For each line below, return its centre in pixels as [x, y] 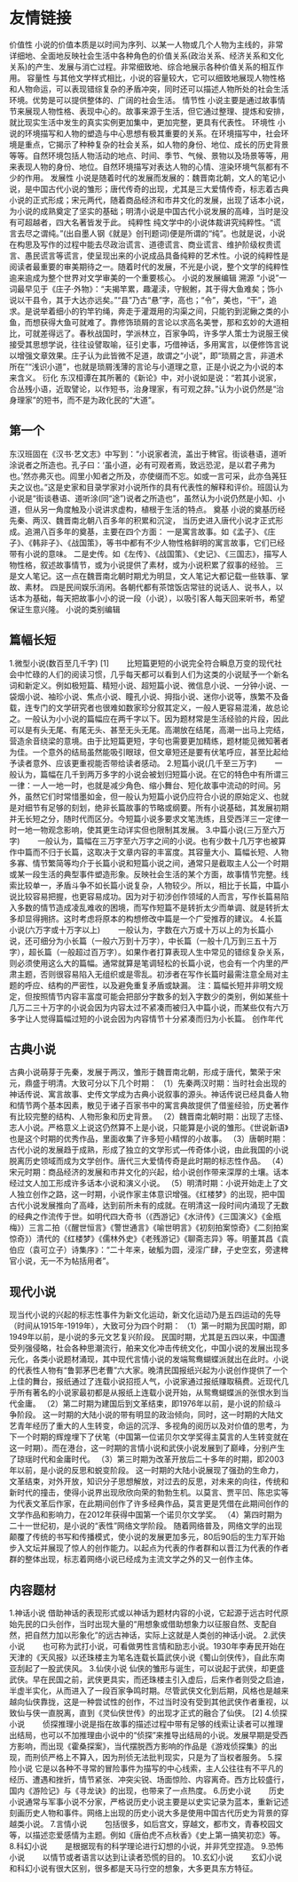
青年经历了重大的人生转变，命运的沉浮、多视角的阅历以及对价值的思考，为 [153, 1426]
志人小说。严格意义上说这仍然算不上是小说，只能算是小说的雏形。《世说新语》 [149, 1128]
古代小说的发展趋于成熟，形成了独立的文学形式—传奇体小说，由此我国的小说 [149, 1150]
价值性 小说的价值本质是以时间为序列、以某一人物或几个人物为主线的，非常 [146, 44]
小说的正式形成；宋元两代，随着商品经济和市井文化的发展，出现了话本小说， [149, 200]
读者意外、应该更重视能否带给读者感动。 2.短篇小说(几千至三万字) [137, 763]
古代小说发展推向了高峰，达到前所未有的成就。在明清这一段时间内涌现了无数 [149, 1206]
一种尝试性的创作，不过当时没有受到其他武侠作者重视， [180, 1702]
